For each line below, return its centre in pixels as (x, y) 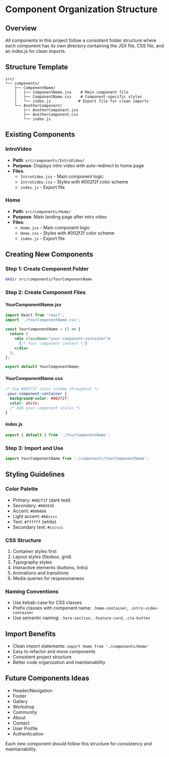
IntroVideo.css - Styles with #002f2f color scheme (74, 182)
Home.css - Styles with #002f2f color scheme (67, 233)
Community (25, 712)
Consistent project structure (42, 657)
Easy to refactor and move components (54, 652)
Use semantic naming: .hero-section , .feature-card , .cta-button (81, 618)
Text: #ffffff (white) (34, 521)
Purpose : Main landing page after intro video (60, 217)
